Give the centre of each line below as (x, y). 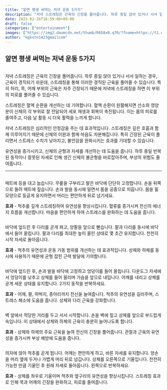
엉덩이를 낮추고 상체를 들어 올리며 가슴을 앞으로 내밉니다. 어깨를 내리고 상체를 (85, 277)
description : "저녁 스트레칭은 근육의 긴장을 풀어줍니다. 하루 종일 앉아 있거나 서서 (81, 14)
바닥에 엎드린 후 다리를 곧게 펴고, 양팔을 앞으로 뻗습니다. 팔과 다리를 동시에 (77, 227)
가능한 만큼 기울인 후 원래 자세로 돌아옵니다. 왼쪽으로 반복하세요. (68, 365)
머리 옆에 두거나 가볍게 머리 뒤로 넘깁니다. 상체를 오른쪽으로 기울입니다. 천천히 (86, 359)
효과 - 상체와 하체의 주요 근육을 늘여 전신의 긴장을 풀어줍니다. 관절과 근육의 (78, 332)
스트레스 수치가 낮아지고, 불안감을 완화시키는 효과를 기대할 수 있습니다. (86, 140)
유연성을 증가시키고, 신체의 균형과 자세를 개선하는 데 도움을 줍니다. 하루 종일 (79, 151)
